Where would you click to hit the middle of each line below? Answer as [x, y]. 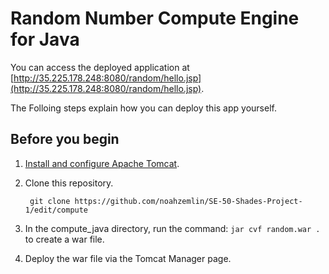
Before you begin [65, 139]
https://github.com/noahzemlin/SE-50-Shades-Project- [188, 201]
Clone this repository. [69, 183]
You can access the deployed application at [100, 67]
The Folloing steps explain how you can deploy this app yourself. [143, 108]
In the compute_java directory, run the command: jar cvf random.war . [172, 228]
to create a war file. [64, 239]
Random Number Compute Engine [155, 18]
